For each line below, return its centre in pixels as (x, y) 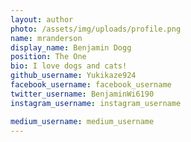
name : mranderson (46, 38)
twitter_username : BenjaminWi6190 (82, 94)
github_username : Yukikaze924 (73, 76)
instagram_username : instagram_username (96, 103)
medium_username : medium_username (82, 121)
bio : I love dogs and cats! (69, 66)
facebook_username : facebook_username (91, 85)
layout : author (42, 19)
